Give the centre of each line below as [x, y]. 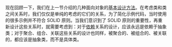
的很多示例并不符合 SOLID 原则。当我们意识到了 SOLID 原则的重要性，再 [82, 20]
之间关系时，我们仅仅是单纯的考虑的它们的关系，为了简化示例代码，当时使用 [86, 14]
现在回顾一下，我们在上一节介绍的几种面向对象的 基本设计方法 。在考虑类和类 [86, 7]
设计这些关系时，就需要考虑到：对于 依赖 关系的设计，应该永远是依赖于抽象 [88, 27]
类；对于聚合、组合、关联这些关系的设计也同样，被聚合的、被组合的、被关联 [86, 33]
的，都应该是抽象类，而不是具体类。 [44, 39]
